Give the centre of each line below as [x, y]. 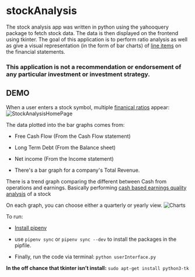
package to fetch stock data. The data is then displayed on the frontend [92, 33]
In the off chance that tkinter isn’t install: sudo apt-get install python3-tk [97, 268]
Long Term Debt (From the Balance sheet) [65, 147]
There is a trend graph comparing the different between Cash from [86, 181]
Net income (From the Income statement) [64, 158]
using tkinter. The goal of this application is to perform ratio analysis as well [97, 39]
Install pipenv [31, 228]
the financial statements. [36, 51]
